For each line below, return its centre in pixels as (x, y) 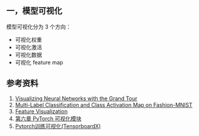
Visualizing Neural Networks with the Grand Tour (76, 98)
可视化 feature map (39, 62)
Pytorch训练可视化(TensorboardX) (58, 126)
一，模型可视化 (34, 11)
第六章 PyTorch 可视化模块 (48, 118)
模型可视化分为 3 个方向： (39, 27)
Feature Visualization (41, 111)
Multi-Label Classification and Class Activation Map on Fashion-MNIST (104, 104)
